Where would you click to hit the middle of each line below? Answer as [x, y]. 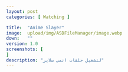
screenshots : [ [25, 49]
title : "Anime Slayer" [35, 28]
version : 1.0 [22, 44]
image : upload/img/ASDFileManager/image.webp [64, 33]
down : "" [19, 39]
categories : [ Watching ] [38, 17]
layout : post [22, 11]
